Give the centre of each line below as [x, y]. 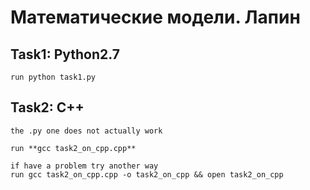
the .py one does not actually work [86, 131]
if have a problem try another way [84, 166]
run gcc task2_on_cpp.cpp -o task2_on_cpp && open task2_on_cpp [147, 174]
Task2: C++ [47, 107]
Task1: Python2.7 [65, 54]
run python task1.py [53, 77]
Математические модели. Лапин [155, 17]
